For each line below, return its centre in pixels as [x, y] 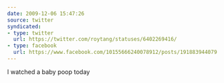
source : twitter [30, 20]
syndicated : [24, 26]
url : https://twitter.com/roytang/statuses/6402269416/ [95, 39]
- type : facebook [32, 46]
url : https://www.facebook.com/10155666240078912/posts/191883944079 [115, 53]
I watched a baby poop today [49, 72]
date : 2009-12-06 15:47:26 [46, 13]
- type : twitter [30, 33]
